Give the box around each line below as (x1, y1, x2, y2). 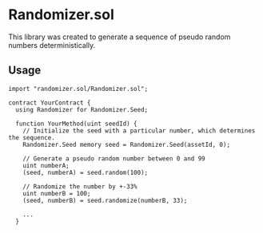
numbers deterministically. (8, 40, 96, 49)
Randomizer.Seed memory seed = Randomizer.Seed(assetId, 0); (22, 140, 230, 148)
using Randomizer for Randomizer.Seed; (15, 105, 149, 113)
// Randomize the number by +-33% (22, 182, 137, 191)
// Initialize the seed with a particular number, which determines (22, 126, 256, 135)
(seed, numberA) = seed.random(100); (22, 168, 149, 176)
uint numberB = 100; (22, 189, 91, 197)
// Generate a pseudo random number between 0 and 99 (22, 154, 205, 163)
